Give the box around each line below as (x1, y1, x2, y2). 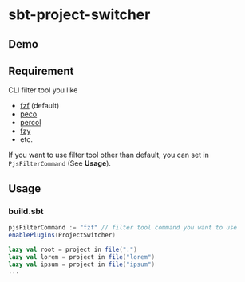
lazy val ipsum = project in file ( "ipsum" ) (8, 260, 156, 268)
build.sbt (8, 206, 44, 217)
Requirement (8, 64, 74, 77)
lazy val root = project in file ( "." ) (8, 245, 137, 253)
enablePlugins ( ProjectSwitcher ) (8, 231, 116, 239)
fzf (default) (19, 101, 60, 111)
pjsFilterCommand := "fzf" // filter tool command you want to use (8, 224, 238, 232)
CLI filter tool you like (8, 85, 78, 95)
